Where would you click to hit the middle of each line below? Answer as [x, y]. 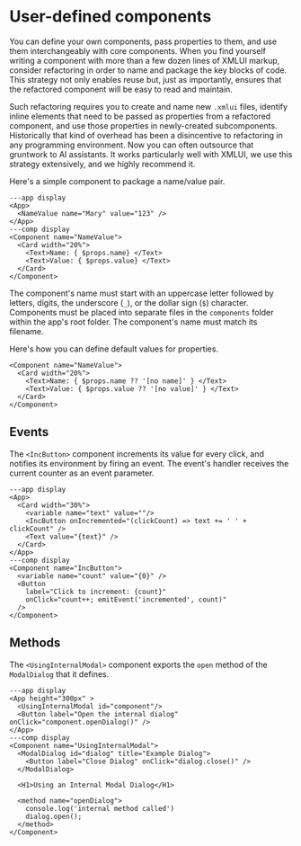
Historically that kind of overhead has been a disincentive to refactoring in [146, 135]
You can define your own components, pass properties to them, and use [143, 41]
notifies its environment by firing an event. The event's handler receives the [149, 463]
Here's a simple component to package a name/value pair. [117, 181]
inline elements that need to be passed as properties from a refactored [140, 116]
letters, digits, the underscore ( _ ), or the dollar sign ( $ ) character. [129, 302]
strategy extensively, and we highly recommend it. [102, 164]
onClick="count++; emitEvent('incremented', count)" [126, 600]
